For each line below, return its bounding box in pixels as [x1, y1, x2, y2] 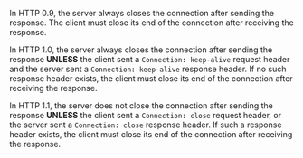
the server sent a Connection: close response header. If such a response [9, 119, 282, 130]
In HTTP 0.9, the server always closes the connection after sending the [9, 8, 274, 18]
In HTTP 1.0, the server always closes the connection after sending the [9, 44, 273, 55]
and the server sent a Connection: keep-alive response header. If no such [9, 63, 287, 74]
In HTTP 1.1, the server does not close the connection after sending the [9, 100, 273, 111]
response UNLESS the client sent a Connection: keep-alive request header [9, 54, 290, 64]
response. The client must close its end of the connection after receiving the [9, 17, 294, 28]
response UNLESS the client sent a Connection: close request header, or [9, 110, 282, 120]
